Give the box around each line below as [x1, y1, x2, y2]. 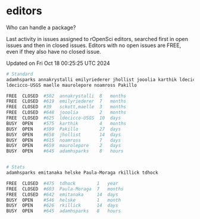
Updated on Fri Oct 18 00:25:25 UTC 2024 [6, 60, 110, 67]
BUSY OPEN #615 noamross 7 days [6, 137, 121, 143]
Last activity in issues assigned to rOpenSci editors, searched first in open [6, 35, 189, 42]
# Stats [6, 164, 26, 170]
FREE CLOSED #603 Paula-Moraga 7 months [6, 186, 124, 192]
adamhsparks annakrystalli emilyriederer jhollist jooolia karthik [6, 76, 177, 83]
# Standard [6, 71, 33, 77]
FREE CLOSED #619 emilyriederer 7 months [6, 98, 127, 105]
